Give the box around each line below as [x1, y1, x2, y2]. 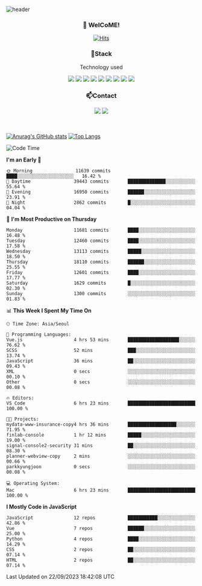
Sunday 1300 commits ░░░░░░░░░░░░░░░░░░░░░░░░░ [6, 290, 196, 296]
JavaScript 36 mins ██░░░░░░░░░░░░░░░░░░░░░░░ [6, 357, 196, 364]
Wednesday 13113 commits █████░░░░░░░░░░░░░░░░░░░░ [6, 248, 196, 254]
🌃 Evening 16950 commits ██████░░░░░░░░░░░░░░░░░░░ [6, 189, 196, 195]
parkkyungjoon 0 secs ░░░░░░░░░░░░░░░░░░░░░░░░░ [6, 463, 196, 470]
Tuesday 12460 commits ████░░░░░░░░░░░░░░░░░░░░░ [6, 238, 196, 244]
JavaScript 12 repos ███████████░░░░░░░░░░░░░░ [6, 515, 196, 521]
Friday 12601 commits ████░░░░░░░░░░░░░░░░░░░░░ [6, 269, 196, 275]
